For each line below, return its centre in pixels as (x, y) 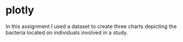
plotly (20, 10)
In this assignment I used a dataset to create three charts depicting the (91, 26)
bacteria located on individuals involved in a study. (67, 32)
